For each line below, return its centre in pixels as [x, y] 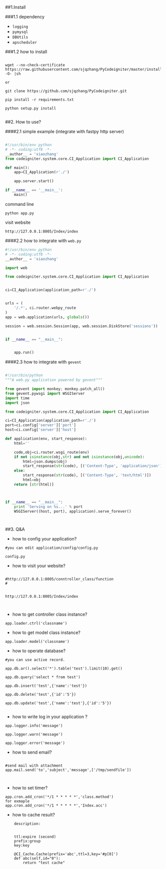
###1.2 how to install [26, 52]
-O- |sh [13, 74]
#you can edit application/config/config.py [52, 548]
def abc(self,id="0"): [37, 859]
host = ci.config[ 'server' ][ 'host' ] [41, 430]
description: [27, 824]
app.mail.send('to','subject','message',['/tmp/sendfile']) [68, 770]
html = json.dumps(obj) [45, 461]
